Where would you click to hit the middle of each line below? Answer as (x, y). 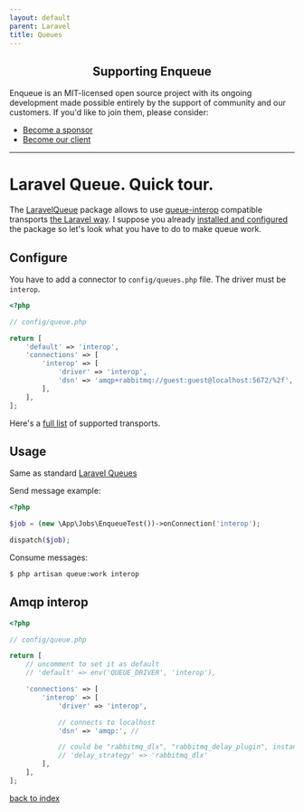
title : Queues (36, 34)
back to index (35, 797)
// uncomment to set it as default (93, 664)
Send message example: (55, 491)
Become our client (57, 140)
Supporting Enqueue (152, 71)
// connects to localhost (106, 722)
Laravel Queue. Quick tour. (112, 184)
